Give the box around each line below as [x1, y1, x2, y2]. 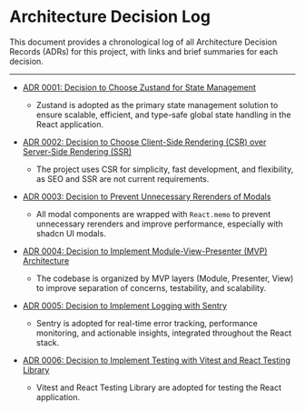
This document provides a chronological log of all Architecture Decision [9, 36, 278, 47]
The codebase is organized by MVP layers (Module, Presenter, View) [35, 273, 294, 284]
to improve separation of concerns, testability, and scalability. [35, 282, 267, 293]
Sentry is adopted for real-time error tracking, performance [35, 317, 259, 328]
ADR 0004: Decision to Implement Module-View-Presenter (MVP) [22, 246, 268, 256]
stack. [35, 336, 60, 347]
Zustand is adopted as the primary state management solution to [35, 99, 279, 110]
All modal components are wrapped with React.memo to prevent [35, 208, 271, 219]
